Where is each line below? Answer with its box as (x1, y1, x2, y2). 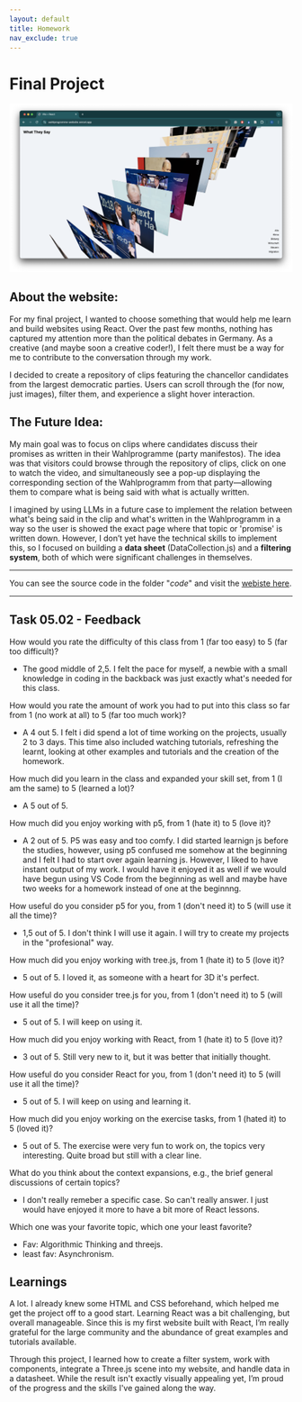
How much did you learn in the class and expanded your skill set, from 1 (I (9, 773, 283, 784)
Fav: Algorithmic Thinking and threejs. (22, 1239, 164, 1250)
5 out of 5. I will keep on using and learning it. (22, 1096, 191, 1106)
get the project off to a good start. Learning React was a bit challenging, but (9, 1307, 290, 1319)
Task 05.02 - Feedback (9, 613, 142, 628)
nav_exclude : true (9, 33, 78, 42)
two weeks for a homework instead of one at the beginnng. (22, 883, 242, 894)
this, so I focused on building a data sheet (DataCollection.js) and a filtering (9, 542, 292, 553)
